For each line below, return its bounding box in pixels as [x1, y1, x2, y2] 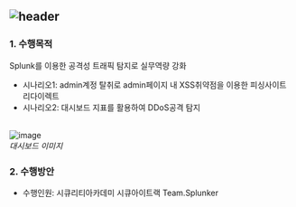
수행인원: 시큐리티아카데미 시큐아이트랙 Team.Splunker [22, 187, 219, 198]
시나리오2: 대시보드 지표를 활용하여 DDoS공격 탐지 [22, 101, 201, 113]
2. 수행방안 [9, 165, 55, 177]
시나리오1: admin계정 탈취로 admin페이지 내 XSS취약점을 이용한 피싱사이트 [22, 79, 287, 90]
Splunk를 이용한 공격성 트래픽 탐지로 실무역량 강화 [9, 60, 187, 71]
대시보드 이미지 [9, 140, 63, 151]
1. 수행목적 [9, 38, 53, 51]
